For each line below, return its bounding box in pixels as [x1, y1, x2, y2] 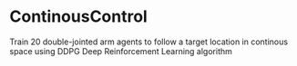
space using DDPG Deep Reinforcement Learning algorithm [9, 45, 232, 56]
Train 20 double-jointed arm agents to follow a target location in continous [9, 36, 289, 47]
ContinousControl [9, 6, 148, 27]
